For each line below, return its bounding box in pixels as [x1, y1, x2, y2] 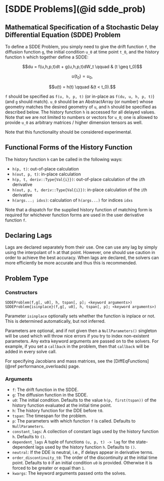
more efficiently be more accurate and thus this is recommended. [5, 260, 137, 266]
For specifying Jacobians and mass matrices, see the [5, 358, 113, 364]
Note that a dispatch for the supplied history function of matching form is [5, 206, 153, 212]
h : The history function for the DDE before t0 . [12, 408, 104, 414]
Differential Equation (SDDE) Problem [5, 30, 121, 39]
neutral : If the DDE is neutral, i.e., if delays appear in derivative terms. [12, 450, 154, 455]
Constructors [5, 289, 38, 296]
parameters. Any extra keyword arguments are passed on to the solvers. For [5, 338, 159, 344]
